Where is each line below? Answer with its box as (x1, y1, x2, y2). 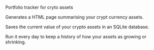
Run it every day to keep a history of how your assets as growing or (5, 34, 146, 39)
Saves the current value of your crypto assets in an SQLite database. (5, 24, 149, 30)
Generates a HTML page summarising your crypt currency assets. (5, 14, 144, 20)
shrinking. (5, 39, 26, 45)
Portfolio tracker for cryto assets (5, 5, 74, 10)
